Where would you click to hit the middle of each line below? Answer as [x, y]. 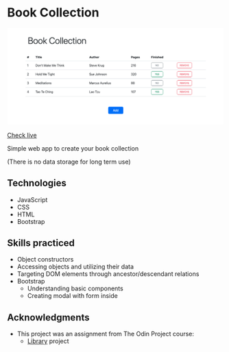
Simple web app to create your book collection [73, 148]
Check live [22, 135]
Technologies [37, 183]
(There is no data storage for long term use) [69, 162]
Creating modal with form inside [72, 296]
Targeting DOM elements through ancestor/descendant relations [108, 274]
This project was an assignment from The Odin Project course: [105, 334]
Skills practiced [41, 243]
